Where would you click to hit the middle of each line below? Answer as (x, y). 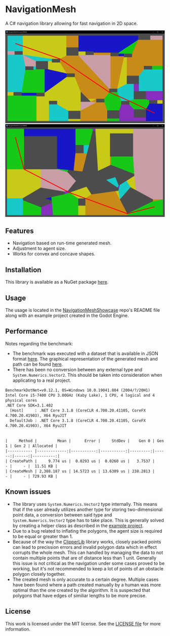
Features (19, 231)
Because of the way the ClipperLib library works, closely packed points (87, 542)
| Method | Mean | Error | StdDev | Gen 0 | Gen (85, 441)
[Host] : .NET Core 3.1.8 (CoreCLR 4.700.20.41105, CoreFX (78, 410)
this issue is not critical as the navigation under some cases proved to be (89, 563)
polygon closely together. (39, 574)
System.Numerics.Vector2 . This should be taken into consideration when (88, 375)
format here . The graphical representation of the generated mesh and (85, 359)
